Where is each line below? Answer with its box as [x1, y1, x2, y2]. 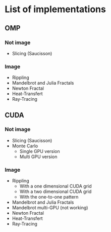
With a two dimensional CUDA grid [19, 188, 92, 195]
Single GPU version [19, 148, 60, 154]
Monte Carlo [12, 143, 38, 149]
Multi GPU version [19, 153, 58, 160]
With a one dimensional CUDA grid [19, 183, 92, 189]
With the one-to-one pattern [19, 194, 79, 200]
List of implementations [5, 4, 106, 15]
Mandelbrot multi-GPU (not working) [12, 205, 88, 211]
